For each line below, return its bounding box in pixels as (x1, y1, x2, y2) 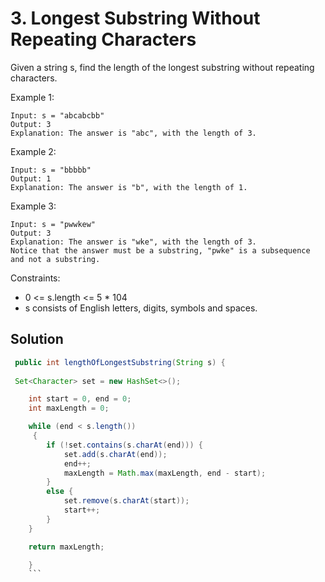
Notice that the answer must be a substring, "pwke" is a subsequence (10, 245, 311, 256)
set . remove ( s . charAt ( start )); (63, 496, 190, 506)
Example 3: (10, 200, 57, 212)
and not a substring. (10, 254, 101, 264)
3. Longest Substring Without (10, 7, 261, 30)
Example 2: (10, 145, 57, 157)
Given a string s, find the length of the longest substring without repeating (10, 61, 315, 73)
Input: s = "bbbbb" (10, 165, 92, 175)
